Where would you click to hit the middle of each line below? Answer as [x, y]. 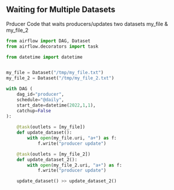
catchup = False [34, 111]
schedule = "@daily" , [41, 99]
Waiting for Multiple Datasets [61, 10]
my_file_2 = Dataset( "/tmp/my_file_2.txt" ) [60, 78]
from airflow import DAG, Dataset [48, 41]
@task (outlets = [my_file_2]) [54, 154]
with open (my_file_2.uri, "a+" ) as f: [75, 165]
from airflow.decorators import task [52, 46]
